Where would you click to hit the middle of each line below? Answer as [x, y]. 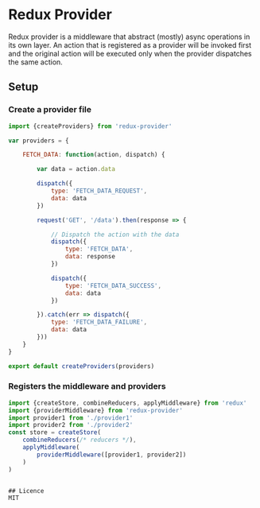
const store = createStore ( [55, 432]
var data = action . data [76, 169]
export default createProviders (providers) [81, 366]
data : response [90, 257]
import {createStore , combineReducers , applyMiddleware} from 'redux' [128, 403]
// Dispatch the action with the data [115, 235]
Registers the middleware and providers [87, 386]
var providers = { [39, 141]
